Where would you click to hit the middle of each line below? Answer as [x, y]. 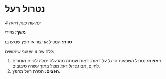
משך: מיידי [16, 32]
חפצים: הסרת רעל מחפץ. [36, 71]
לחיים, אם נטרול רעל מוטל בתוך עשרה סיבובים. [56, 66]
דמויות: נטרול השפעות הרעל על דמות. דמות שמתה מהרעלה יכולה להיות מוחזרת [86, 60]
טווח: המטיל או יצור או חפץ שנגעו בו [39, 41]
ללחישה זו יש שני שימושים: [30, 51]
